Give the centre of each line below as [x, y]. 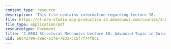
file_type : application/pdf [35, 24]
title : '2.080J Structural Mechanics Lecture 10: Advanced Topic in [79, 34]
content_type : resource [31, 10]
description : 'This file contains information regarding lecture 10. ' [83, 15]
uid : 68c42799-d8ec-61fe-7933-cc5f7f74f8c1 [52, 39]
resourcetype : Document [31, 29]
